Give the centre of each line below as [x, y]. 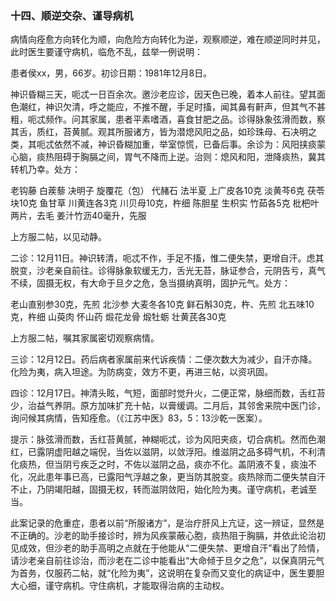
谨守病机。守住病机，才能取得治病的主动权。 [137, 586]
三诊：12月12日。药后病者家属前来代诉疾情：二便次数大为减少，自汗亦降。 [164, 359]
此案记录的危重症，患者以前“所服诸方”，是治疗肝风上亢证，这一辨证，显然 [163, 523]
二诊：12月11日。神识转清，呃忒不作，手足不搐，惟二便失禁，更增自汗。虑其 [167, 258]
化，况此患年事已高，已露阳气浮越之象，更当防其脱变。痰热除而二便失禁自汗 [168, 477]
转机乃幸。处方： [45, 169]
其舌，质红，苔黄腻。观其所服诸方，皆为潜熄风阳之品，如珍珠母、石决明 [159, 132]
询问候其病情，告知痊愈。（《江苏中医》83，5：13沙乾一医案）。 [139, 418]
